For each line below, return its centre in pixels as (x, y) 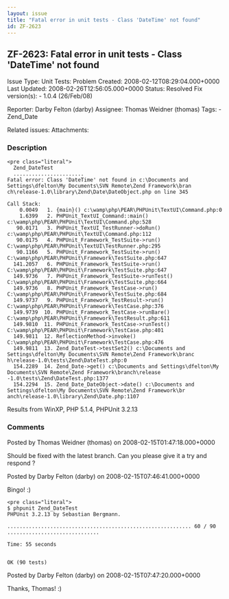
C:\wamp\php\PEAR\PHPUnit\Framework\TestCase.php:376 (86, 307)
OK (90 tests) (27, 562)
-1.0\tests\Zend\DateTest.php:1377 (58, 379)
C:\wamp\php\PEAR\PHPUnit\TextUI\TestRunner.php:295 (84, 246)
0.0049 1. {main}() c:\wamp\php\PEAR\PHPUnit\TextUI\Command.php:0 (121, 210)
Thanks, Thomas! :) (34, 588)
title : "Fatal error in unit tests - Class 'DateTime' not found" (104, 20)
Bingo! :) (19, 490)
